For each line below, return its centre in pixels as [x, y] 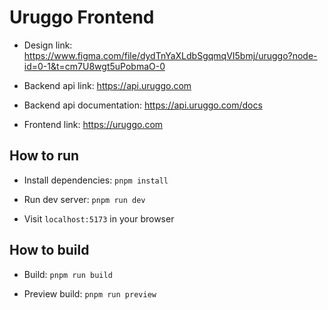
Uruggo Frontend [82, 17]
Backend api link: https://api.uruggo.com [107, 85]
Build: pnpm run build [68, 274]
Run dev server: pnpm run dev [84, 199]
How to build [49, 250]
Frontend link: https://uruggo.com [93, 124]
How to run [44, 156]
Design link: [48, 45]
